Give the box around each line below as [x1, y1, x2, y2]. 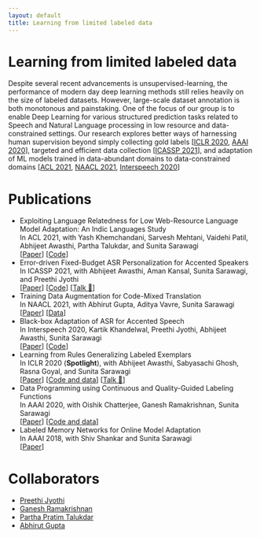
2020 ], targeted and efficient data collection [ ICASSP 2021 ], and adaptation [8, 146, 253, 155]
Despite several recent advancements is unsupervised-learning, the [8, 79, 228, 88]
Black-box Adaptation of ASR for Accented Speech [19, 317, 185, 326]
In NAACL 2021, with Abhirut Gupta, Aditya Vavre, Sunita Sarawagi [19, 300, 235, 310]
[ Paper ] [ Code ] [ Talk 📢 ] [19, 283, 96, 292]
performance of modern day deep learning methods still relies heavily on [8, 87, 244, 97]
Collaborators [8, 469, 100, 488]
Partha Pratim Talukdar [19, 513, 94, 522]
